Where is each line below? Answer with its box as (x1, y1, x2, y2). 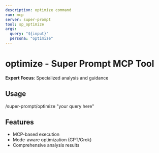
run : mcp (5, 12, 24, 17)
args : (5, 27, 17, 32)
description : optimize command (5, 7, 72, 13)
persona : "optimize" (10, 36, 53, 41)
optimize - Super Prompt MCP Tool (5, 58, 154, 69)
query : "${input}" (10, 31, 49, 36)
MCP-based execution (12, 131, 60, 138)
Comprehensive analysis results (12, 142, 80, 148)
